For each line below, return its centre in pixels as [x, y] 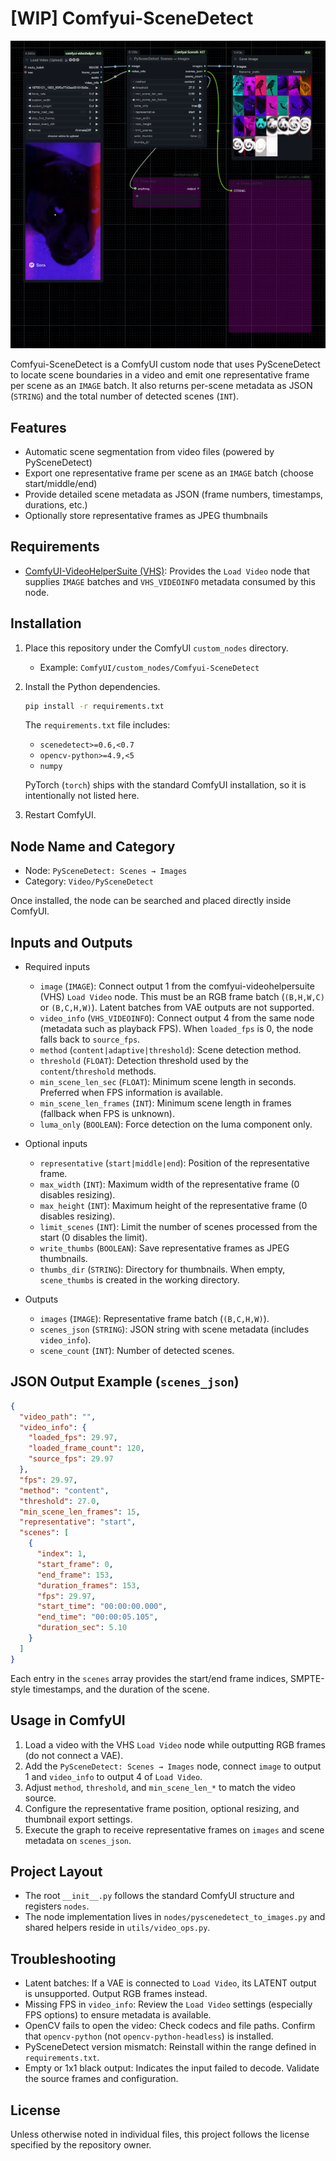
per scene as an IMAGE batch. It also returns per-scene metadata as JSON [161, 386]
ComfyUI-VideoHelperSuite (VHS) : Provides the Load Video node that [167, 571]
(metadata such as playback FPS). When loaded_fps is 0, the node [176, 1029]
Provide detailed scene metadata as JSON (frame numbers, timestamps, [174, 494]
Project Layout [56, 1871]
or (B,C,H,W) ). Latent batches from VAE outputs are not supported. [177, 1008]
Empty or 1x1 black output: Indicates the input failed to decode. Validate [172, 2068]
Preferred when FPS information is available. [131, 1093]
